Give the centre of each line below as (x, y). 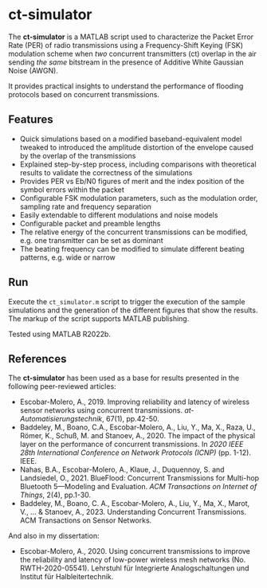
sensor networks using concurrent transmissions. (101, 410)
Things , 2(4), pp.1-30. (55, 495)
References (37, 359)
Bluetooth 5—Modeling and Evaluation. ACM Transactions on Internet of (138, 487)
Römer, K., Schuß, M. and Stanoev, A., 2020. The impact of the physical (137, 436)
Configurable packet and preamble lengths (90, 223)
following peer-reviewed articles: (63, 386)
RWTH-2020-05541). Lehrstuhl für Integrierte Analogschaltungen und (134, 568)
